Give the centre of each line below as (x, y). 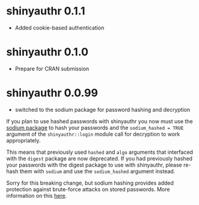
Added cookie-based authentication (60, 28)
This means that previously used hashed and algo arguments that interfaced (100, 152)
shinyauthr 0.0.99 (52, 93)
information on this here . (37, 195)
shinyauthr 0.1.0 (47, 52)
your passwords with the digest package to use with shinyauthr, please (94, 165)
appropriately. (23, 140)
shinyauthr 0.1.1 (46, 11)
